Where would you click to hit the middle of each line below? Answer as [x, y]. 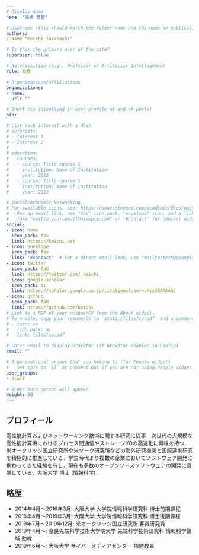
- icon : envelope [28, 247]
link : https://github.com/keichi [53, 307]
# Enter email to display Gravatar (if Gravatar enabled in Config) [92, 346]
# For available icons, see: [42, 208]
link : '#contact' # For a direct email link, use [75, 258]
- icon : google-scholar [36, 280]
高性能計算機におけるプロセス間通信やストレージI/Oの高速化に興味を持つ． [98, 443]
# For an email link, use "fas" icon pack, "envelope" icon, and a [94, 214]
